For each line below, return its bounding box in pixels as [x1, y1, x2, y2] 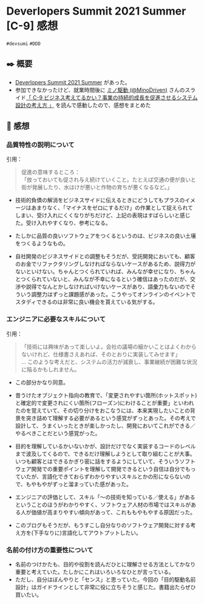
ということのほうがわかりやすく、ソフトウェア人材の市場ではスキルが [15, 501, 191, 508]
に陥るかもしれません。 [21, 366, 80, 373]
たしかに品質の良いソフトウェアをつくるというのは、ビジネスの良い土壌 [15, 232, 196, 239]
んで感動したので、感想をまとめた [66, 101, 151, 109]
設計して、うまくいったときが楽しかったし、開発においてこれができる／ [15, 422, 195, 429]
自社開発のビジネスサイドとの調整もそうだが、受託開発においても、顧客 [15, 253, 195, 260]
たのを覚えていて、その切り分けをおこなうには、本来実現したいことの [15, 407, 190, 414]
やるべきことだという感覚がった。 [15, 430, 101, 437]
